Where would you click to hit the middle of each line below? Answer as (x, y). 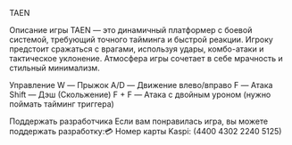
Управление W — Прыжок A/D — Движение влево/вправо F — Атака (141, 85)
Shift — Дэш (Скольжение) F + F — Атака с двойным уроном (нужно (140, 94)
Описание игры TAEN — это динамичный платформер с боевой (131, 30)
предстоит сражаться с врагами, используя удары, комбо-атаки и (137, 49)
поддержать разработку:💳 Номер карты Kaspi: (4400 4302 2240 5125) (146, 131)
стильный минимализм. (54, 68)
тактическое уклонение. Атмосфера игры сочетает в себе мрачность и (146, 58)
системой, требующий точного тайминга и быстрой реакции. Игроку (142, 40)
